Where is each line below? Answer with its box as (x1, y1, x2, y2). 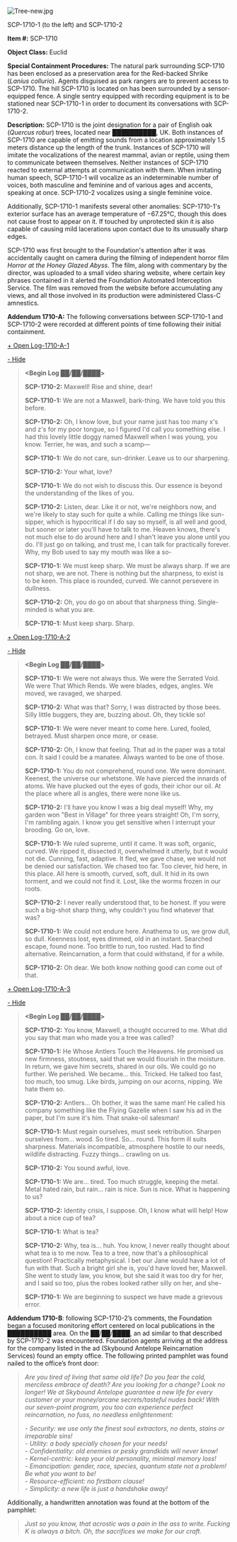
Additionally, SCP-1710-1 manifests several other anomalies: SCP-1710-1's (7, 202, 221, 211)
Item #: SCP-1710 (7, 34, 58, 43)
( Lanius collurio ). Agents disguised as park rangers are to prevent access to (7, 77, 229, 85)
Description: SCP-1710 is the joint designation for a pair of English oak (7, 121, 212, 129)
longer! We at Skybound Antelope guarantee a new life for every (24, 1388, 214, 1396)
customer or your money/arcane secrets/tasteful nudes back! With (24, 1395, 219, 1404)
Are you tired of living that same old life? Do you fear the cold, (24, 1373, 207, 1381)
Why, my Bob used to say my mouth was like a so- (24, 548, 172, 556)
